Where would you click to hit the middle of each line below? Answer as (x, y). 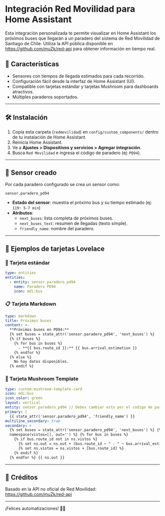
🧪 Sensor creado (31, 173)
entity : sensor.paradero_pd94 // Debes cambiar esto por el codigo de (79, 407)
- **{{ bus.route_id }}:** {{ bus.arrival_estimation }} (78, 348)
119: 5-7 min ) (26, 208)
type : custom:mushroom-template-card (44, 389)
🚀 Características (32, 64)
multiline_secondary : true (33, 421)
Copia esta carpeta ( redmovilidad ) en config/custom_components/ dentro (85, 132)
